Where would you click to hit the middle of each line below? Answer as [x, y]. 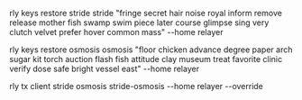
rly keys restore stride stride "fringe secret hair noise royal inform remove [146, 13]
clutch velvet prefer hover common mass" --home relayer [116, 32]
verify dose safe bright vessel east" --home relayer [105, 68]
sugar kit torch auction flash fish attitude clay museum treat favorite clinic [146, 59]
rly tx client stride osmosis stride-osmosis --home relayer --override [137, 86]
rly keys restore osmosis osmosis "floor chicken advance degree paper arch [151, 50]
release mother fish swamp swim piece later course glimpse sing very [139, 23]
